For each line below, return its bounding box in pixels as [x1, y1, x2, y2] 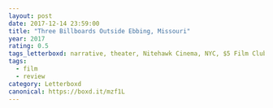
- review [15, 72, 45, 80]
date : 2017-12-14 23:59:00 [8, 19, 100, 28]
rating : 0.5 [8, 42, 49, 50]
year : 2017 [8, 34, 45, 43]
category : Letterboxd [8, 80, 82, 88]
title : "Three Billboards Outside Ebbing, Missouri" [8, 27, 191, 35]
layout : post [8, 11, 53, 20]
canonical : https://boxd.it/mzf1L [8, 87, 126, 96]
